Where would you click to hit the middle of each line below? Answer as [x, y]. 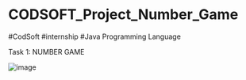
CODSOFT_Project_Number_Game [123, 15]
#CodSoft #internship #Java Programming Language [94, 36]
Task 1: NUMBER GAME [46, 51]
